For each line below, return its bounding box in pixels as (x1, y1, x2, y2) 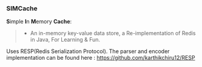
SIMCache (6, 4, 38, 13)
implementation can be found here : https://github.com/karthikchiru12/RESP (6, 54, 195, 62)
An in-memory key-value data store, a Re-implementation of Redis (30, 30, 196, 37)
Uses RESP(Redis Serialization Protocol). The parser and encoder (6, 48, 170, 55)
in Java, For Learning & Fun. (30, 36, 101, 43)
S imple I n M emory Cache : (6, 18, 72, 25)
